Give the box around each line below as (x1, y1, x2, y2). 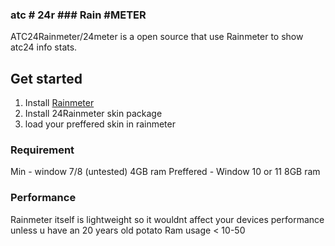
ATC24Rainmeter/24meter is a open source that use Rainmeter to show (10, 31, 304, 43)
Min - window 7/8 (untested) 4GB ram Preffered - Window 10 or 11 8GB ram (10, 166, 321, 178)
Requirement (10, 143, 75, 157)
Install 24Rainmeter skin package (24, 108, 163, 120)
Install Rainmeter (24, 97, 95, 109)
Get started (10, 70, 83, 87)
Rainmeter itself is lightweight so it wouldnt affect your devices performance (10, 213, 325, 225)
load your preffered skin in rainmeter (24, 118, 176, 130)
